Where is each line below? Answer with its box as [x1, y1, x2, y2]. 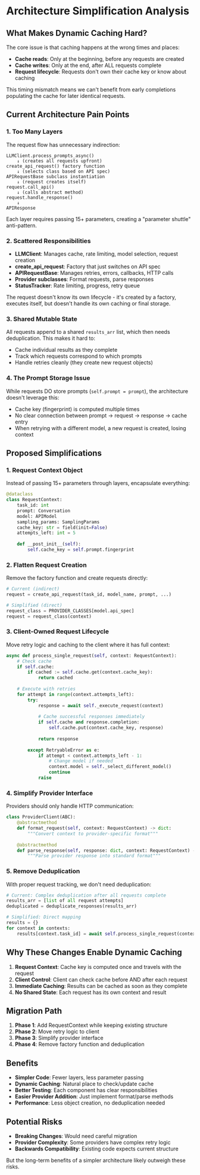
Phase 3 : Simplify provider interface [14, 1035, 104, 1042]
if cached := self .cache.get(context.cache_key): [27, 669, 153, 676]
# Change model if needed [48, 758, 113, 764]
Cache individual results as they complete [14, 346, 118, 354]
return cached [37, 675, 73, 681]
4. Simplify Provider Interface [6, 789, 93, 797]
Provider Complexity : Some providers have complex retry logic [14, 1139, 171, 1146]
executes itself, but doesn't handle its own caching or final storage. [6, 300, 171, 307]
